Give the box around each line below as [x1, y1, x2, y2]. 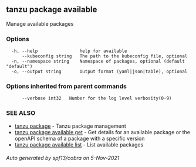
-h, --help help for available [11, 48, 127, 54]
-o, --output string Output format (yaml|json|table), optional [11, 69, 188, 75]
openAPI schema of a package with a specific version [14, 135, 145, 142]
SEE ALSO [6, 109, 36, 117]
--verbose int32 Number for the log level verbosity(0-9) [21, 96, 172, 101]
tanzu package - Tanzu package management [14, 122, 126, 129]
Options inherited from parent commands [6, 82, 127, 90]
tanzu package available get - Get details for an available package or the [14, 128, 191, 135]
